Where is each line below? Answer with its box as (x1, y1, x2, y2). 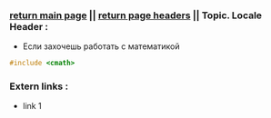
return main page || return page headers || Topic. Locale (9, 9, 262, 22)
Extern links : (9, 80, 69, 93)
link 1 (22, 101, 43, 112)
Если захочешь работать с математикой (22, 41, 180, 52)
